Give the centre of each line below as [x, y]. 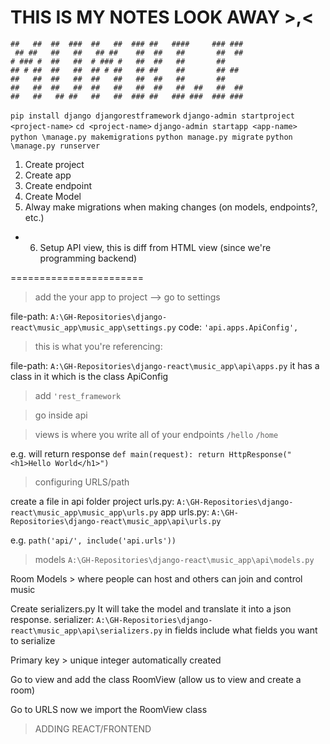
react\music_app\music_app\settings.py [93, 327]
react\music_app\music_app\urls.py [84, 512]
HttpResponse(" [260, 454]
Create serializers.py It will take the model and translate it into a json [151, 608]
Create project [54, 164]
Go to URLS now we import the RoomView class [109, 709]
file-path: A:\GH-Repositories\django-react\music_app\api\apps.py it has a [165, 365]
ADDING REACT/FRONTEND [93, 728]
